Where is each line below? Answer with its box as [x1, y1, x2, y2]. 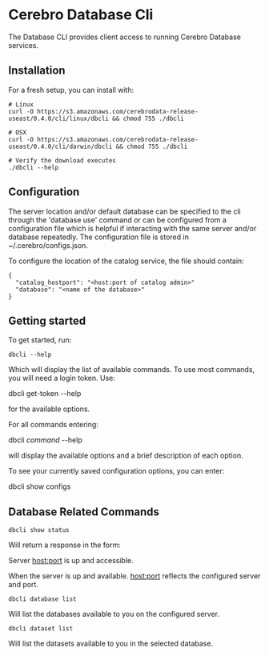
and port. [8, 580, 38, 590]
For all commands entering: [8, 420, 98, 430]
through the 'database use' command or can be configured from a [8, 214, 227, 225]
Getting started [8, 314, 86, 327]
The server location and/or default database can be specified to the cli [8, 206, 242, 216]
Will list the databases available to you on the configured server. [8, 610, 220, 619]
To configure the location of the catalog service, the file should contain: [8, 256, 244, 266]
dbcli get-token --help [8, 389, 82, 398]
